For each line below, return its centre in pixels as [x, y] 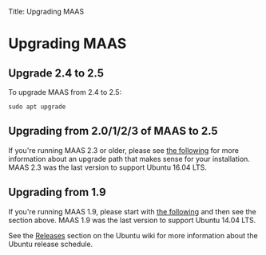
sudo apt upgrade [37, 107]
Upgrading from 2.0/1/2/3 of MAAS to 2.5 [113, 131]
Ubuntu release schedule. [51, 244]
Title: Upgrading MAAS [46, 12]
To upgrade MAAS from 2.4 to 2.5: [65, 92]
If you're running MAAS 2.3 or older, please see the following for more [124, 150]
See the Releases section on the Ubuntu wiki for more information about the [133, 235]
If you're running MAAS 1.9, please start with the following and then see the [133, 211]
